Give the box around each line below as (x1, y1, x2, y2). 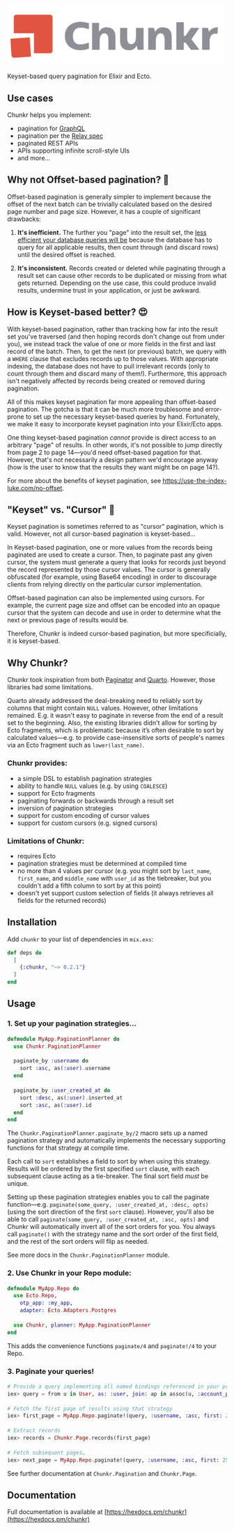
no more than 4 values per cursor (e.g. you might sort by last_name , (17, 866, 212, 875)
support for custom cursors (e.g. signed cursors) (17, 819, 158, 827)
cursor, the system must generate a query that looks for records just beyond (7, 558, 226, 566)
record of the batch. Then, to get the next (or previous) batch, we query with (7, 347, 227, 355)
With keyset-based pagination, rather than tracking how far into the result (7, 325, 218, 333)
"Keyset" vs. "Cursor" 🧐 (7, 504, 116, 516)
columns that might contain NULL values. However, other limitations (7, 704, 198, 712)
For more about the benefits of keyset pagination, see (7, 476, 162, 485)
